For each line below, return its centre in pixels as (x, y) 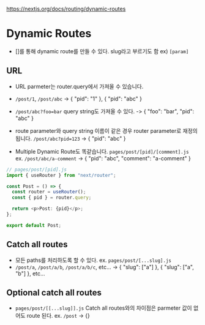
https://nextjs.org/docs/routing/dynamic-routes (66, 9)
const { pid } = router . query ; (52, 198)
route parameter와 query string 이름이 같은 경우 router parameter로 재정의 (106, 130)
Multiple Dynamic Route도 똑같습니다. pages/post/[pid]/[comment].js (102, 151)
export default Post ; (34, 225)
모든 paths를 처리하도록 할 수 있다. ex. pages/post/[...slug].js (93, 260)
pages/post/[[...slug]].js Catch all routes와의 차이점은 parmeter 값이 (103, 308)
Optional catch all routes (54, 292)
